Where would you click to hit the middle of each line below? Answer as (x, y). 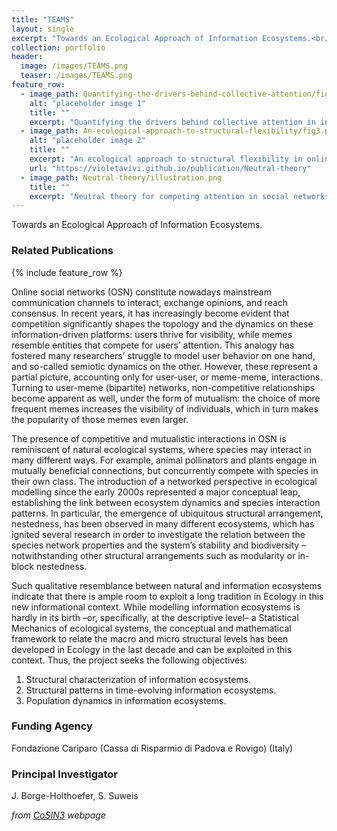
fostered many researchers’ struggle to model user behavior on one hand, (163, 355)
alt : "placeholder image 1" (87, 103)
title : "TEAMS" (43, 19)
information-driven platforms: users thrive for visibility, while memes (152, 334)
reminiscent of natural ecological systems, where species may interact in (161, 449)
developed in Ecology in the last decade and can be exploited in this (152, 649)
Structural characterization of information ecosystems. (138, 679)
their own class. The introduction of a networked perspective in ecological (164, 481)
